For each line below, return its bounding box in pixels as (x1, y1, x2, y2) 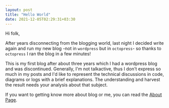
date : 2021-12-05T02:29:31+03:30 (5, 17, 76, 22)
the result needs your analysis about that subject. (5, 82, 108, 88)
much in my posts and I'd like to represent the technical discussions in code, (5, 71, 164, 77)
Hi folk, (5, 31, 20, 37)
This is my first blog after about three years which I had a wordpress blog (5, 61, 157, 67)
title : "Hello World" (5, 12, 51, 17)
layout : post (5, 7, 33, 13)
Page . (5, 97, 18, 103)
